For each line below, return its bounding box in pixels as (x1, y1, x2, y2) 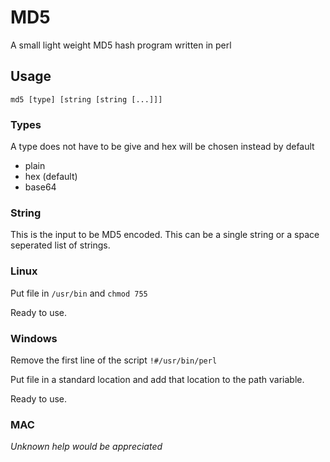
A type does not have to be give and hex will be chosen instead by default (10, 141, 315, 153)
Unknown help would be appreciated (10, 441, 163, 453)
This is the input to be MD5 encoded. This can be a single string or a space (10, 229, 320, 241)
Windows (10, 331, 58, 345)
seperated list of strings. (10, 239, 111, 251)
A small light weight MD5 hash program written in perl (10, 39, 232, 51)
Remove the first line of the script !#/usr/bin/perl (10, 354, 218, 366)
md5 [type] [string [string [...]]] (10, 94, 163, 105)
